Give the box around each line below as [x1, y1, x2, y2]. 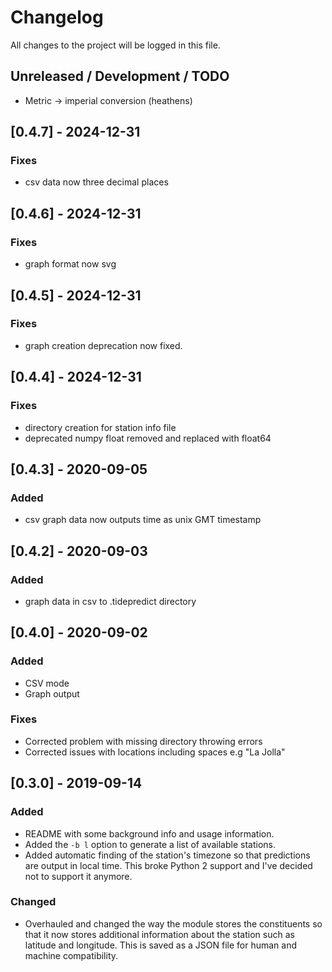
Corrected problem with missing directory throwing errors [24, 735, 263, 747]
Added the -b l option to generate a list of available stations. [24, 838, 276, 850]
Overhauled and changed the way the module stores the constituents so [24, 917, 323, 930]
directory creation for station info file [24, 421, 177, 433]
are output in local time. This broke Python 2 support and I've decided [24, 859, 313, 871]
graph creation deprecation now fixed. [24, 339, 183, 351]
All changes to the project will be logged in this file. [10, 39, 221, 51]
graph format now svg [24, 258, 117, 270]
